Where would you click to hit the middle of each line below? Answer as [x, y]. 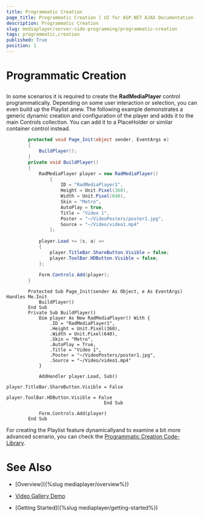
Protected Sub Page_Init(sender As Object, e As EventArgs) [105, 292]
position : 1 [21, 46]
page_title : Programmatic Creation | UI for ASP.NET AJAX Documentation [100, 18]
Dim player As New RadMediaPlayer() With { [94, 318]
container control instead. [38, 128]
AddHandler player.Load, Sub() [78, 376]
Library [15, 443]
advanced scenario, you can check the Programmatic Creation [84, 436]
